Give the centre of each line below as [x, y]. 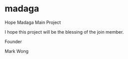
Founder [13, 41]
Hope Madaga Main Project [33, 22]
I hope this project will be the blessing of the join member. [64, 32]
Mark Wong [16, 51]
